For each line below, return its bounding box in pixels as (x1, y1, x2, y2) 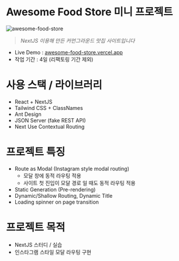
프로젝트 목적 (6, 221, 66, 234)
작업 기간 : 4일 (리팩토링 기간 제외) (14, 56, 94, 63)
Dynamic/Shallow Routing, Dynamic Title (14, 192, 113, 199)
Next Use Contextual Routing (14, 123, 85, 130)
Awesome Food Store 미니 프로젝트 (6, 5, 173, 19)
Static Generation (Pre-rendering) (14, 186, 96, 193)
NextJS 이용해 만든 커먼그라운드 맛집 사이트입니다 (20, 37, 135, 44)
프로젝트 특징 (6, 146, 66, 159)
